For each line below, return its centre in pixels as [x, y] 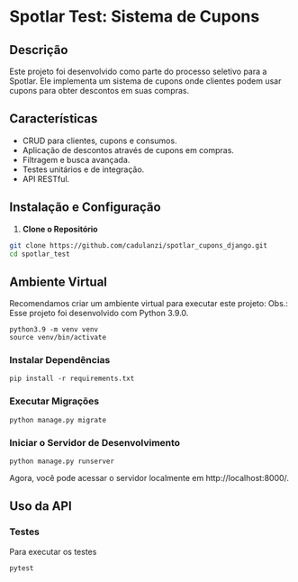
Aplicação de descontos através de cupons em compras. [128, 150]
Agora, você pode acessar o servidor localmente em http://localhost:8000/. [149, 478]
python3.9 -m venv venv [54, 330]
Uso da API [41, 506]
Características [54, 119]
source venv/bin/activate [58, 338]
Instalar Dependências [60, 360]
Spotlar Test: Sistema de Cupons [135, 17]
